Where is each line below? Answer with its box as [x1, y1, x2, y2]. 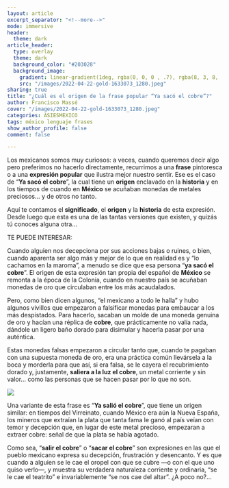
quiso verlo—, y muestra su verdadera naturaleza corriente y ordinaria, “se [7, 465, 217, 474]
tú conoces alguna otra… [7, 220, 77, 228]
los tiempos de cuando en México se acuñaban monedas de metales [7, 185, 202, 193]
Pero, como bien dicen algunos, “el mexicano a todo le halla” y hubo [7, 296, 200, 305]
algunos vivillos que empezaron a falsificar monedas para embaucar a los [7, 304, 215, 312]
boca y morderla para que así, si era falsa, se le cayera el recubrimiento [7, 361, 209, 369]
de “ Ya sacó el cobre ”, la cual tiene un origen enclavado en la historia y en [7, 178, 219, 186]
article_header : [7, 42, 53, 49]
